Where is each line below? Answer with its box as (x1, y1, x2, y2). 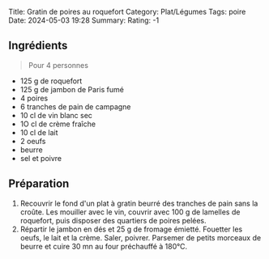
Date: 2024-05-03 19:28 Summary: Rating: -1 (8, 15, 160, 25)
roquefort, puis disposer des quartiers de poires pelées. (19, 215, 207, 225)
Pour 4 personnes (28, 60, 89, 70)
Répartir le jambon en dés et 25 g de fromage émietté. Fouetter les (19, 224, 243, 234)
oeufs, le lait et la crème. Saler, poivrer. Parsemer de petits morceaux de (19, 232, 262, 242)
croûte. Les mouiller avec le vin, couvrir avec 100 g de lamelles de (19, 206, 241, 217)
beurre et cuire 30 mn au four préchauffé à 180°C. (19, 241, 188, 251)
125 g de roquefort (19, 76, 83, 86)
